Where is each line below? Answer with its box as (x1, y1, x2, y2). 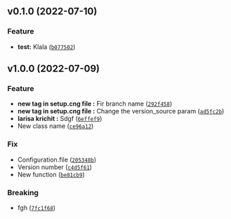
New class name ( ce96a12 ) (17, 122, 94, 130)
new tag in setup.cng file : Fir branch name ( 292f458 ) (17, 99, 173, 108)
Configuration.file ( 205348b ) (17, 155, 97, 164)
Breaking (7, 188, 39, 197)
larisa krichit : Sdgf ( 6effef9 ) (17, 115, 103, 123)
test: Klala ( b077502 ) (17, 42, 76, 51)
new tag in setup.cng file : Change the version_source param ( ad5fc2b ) (17, 107, 225, 115)
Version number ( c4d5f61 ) (17, 162, 93, 171)
